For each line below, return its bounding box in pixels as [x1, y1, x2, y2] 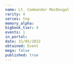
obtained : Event [5, 43, 38, 48]
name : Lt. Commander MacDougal [5, 7, 70, 12]
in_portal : [5, 35, 28, 40]
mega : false [5, 48, 30, 53]
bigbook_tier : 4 [5, 25, 38, 30]
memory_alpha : [5, 21, 35, 26]
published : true [5, 52, 38, 58]
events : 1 [5, 30, 26, 35]
